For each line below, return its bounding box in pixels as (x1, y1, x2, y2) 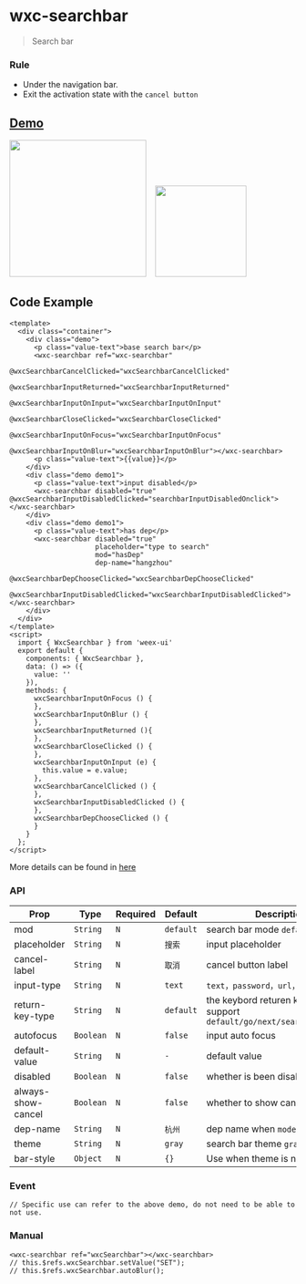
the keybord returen (206, 994, 291, 1007)
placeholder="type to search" (95, 542, 209, 552)
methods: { (25, 686, 67, 695)
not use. (9, 1208, 43, 1217)
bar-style (14, 1153, 56, 1165)
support (206, 1005, 240, 1018)
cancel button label (206, 958, 289, 971)
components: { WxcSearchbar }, (25, 654, 145, 663)
